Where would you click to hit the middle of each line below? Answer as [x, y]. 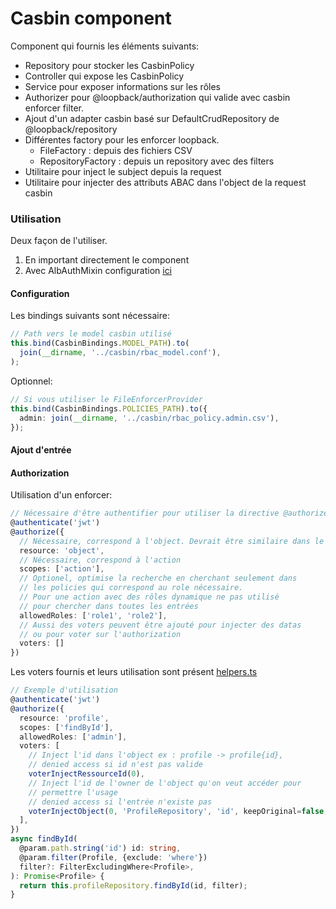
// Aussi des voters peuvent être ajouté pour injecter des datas [160, 625]
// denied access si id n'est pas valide [115, 765]
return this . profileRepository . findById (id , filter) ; [133, 885]
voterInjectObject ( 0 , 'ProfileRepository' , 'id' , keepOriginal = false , [178, 811]
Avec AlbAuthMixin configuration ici [98, 271]
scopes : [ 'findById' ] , [66, 727]
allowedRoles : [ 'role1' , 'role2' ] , [93, 615]
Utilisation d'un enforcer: [61, 495]
